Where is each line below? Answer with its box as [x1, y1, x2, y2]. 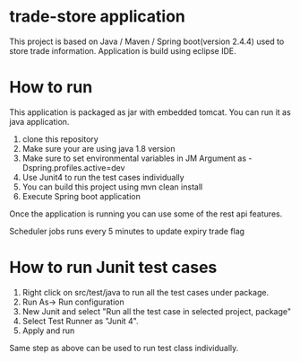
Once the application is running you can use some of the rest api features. [9, 208, 283, 219]
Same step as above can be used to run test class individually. [9, 342, 239, 353]
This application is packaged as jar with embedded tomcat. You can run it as [9, 106, 291, 118]
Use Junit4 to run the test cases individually [21, 172, 185, 182]
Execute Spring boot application [21, 190, 141, 201]
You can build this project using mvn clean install [21, 181, 203, 192]
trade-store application [9, 6, 186, 27]
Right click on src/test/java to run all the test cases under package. [21, 287, 270, 297]
